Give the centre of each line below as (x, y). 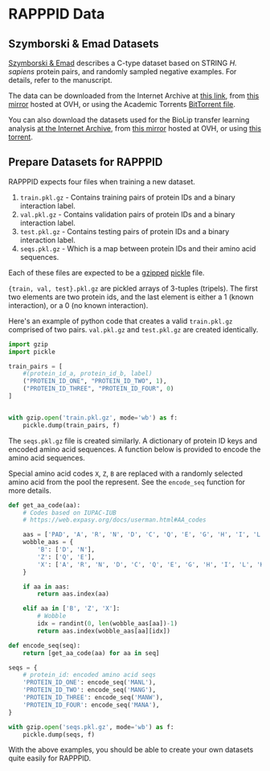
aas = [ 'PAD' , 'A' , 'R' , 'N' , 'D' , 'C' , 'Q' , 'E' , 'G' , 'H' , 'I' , (136, 535)
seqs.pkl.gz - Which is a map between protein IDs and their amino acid (138, 248)
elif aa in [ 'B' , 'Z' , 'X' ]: (72, 608)
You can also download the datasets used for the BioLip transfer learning (129, 120)
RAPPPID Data (57, 14)
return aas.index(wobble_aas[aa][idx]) (104, 631)
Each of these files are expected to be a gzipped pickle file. (106, 272)
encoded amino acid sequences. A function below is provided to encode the (135, 449)
